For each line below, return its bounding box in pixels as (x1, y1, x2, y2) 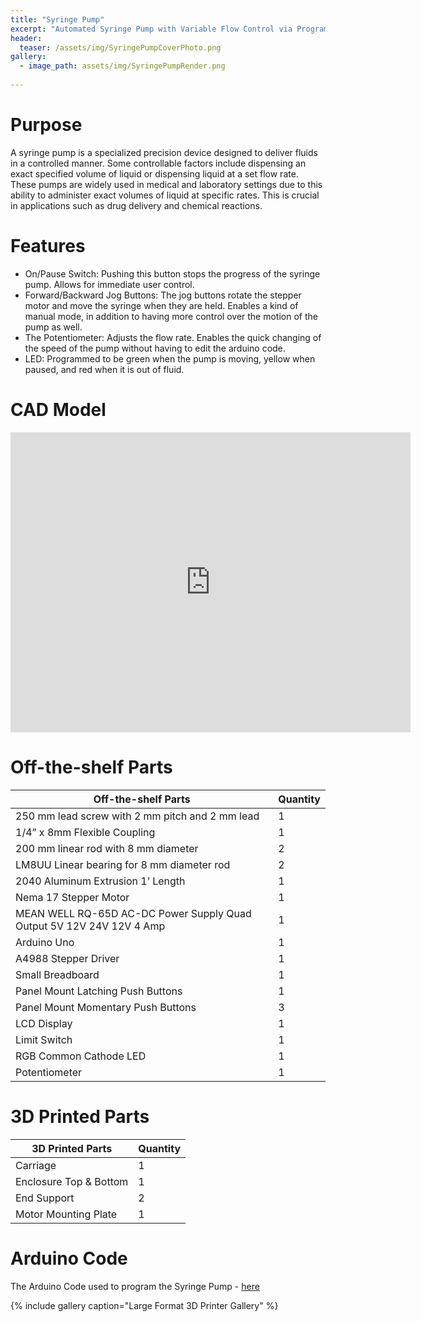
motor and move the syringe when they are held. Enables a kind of (24, 299, 299, 311)
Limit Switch (15, 1032, 73, 1046)
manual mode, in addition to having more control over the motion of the (24, 310, 318, 322)
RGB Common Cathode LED (15, 1049, 147, 1063)
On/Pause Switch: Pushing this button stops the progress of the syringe (24, 267, 321, 280)
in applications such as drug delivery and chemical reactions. (10, 199, 263, 211)
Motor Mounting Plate (15, 1207, 118, 1221)
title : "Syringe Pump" (10, 14, 105, 25)
